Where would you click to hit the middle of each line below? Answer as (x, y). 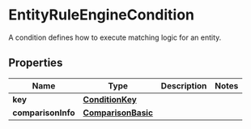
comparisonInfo (44, 113)
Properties (36, 63)
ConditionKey (110, 99)
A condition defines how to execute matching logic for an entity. (115, 37)
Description (184, 85)
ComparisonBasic (118, 113)
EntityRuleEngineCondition (101, 15)
